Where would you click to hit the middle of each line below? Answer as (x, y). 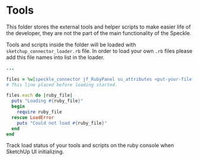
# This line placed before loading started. (62, 85)
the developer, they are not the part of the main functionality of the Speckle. (99, 33)
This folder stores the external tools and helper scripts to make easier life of (99, 27)
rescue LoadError (33, 117)
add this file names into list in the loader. (55, 57)
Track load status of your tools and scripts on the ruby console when (90, 146)
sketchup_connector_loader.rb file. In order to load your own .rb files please (99, 50)
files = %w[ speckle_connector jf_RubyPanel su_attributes (79, 79)
